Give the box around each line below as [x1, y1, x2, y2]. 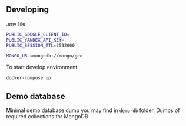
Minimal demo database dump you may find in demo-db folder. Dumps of [6, 107, 180, 114]
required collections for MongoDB [6, 113, 88, 120]
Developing [6, 5, 49, 15]
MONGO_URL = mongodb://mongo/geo [6, 53, 83, 59]
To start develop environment [6, 64, 78, 71]
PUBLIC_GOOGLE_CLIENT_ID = [6, 32, 69, 38]
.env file [6, 20, 26, 27]
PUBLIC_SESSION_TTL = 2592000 [6, 42, 75, 49]
